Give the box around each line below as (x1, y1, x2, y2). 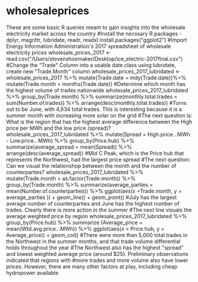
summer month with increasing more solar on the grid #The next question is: (6, 111, 193, 119)
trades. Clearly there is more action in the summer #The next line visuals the (6, 206, 192, 213)
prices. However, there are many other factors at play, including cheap (6, 262, 178, 270)
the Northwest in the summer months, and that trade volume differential (6, 238, 181, 245)
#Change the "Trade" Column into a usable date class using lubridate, (6, 61, 176, 69)
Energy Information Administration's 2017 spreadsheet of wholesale (6, 43, 171, 50)
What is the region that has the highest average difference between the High (6, 118, 193, 125)
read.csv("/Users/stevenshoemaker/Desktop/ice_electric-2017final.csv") (6, 55, 183, 62)
